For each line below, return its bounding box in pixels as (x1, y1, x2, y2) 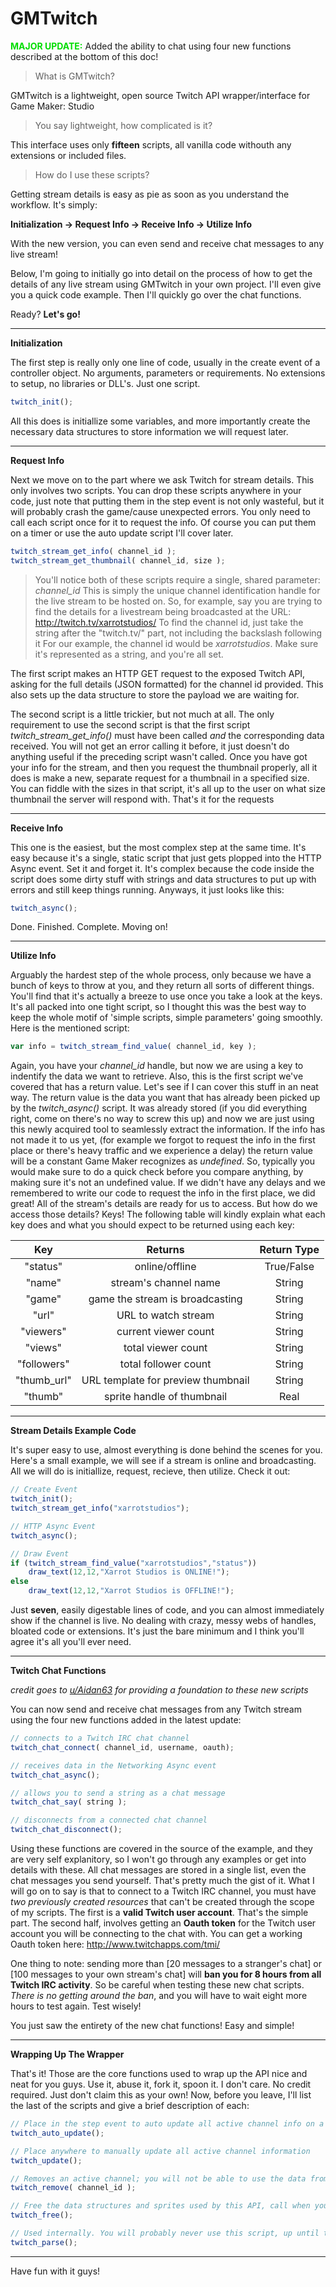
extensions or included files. (10, 149, 127, 161)
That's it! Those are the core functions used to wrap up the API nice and (10, 2068, 308, 2080)
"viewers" (20, 1325, 67, 1339)
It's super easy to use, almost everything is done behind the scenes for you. (10, 1444, 323, 1456)
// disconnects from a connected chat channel (10, 1815, 208, 1826)
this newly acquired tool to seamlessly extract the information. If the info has (10, 1123, 326, 1136)
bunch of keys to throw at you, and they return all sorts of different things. (10, 980, 315, 992)
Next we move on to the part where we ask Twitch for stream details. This (10, 473, 315, 486)
